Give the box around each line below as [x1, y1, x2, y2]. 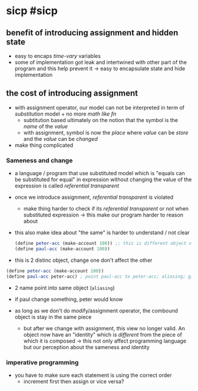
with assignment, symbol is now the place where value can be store [23, 129, 189, 136]
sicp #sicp [6, 4, 58, 18]
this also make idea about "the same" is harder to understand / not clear [14, 229, 190, 236]
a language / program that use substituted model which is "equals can [14, 170, 185, 177]
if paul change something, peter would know [14, 295, 123, 303]
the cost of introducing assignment [6, 88, 138, 98]
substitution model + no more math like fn [14, 110, 117, 117]
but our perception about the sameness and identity [23, 343, 150, 350]
